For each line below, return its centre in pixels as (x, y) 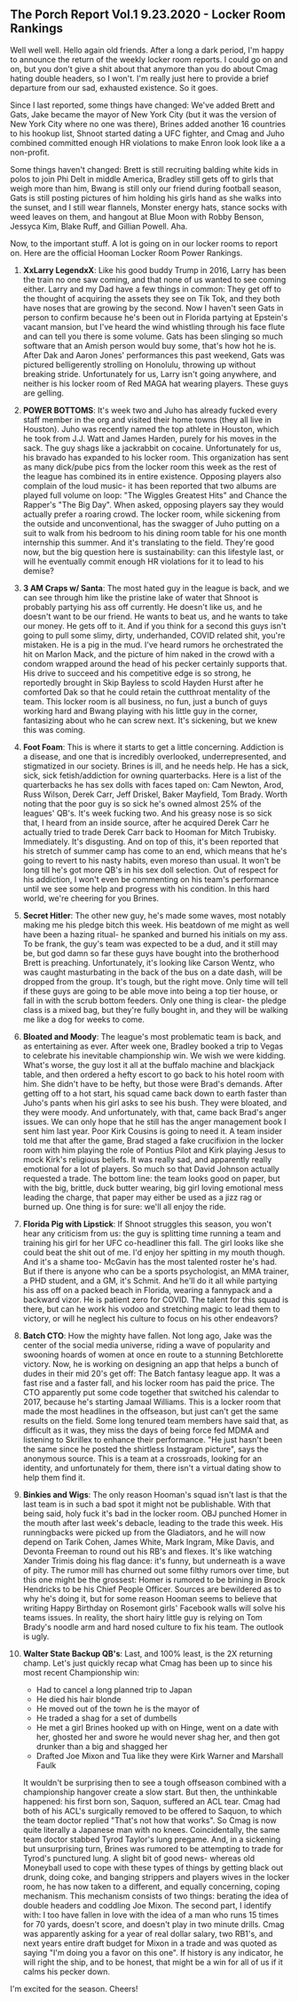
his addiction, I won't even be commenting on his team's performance (151, 879)
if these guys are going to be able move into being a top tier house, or (150, 991)
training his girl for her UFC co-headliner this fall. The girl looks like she (153, 1242)
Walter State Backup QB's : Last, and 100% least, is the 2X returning (148, 1653)
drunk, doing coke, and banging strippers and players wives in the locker (156, 1876)
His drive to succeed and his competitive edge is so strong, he (137, 673)
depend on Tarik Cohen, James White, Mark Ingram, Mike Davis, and (149, 1541)
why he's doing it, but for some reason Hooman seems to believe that (150, 1598)
